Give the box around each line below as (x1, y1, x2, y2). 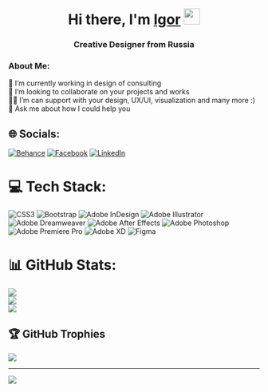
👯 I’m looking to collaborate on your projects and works (8, 87, 190, 97)
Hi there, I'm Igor (67, 10, 181, 29)
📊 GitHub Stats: (8, 256, 117, 275)
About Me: (8, 61, 50, 72)
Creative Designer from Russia (73, 39, 195, 50)
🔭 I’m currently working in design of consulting (8, 78, 162, 88)
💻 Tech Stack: (8, 178, 107, 196)
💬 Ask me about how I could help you (8, 104, 131, 113)
